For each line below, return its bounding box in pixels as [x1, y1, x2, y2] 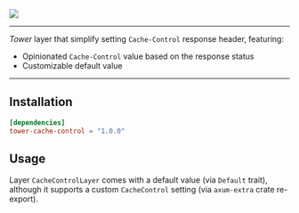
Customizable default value [21, 61, 123, 70]
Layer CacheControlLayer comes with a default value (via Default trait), [9, 175, 269, 185]
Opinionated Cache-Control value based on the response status [21, 51, 255, 61]
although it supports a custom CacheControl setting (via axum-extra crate [9, 184, 275, 195]
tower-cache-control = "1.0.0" [9, 127, 125, 135]
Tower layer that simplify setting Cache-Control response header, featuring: [9, 34, 285, 44]
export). [9, 193, 38, 204]
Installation [9, 94, 73, 110]
